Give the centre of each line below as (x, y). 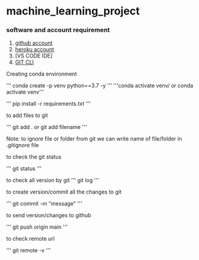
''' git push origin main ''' (37, 227)
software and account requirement (58, 30)
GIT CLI (24, 62)
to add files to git (27, 115)
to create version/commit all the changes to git (64, 192)
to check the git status (34, 157)
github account (34, 43)
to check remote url (31, 239)
